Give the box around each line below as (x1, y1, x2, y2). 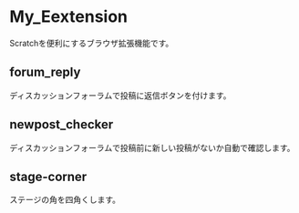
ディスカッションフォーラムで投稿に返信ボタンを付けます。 (9, 89, 232, 101)
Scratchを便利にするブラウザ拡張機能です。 (9, 37, 174, 48)
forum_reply (9, 65, 81, 80)
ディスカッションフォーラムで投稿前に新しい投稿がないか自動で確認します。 (9, 142, 295, 153)
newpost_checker (9, 117, 114, 133)
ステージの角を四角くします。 (9, 194, 121, 206)
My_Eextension (9, 6, 129, 27)
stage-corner (9, 168, 88, 184)
